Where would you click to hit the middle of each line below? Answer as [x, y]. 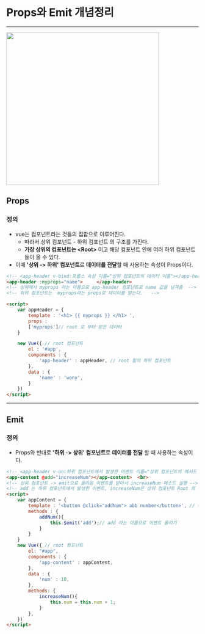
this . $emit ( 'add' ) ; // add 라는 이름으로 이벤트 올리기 [113, 523]
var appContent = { [42, 500]
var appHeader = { [41, 310]
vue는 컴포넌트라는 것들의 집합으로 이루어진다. [70, 234]
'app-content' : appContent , [76, 563]
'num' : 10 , [54, 580]
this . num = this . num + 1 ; [83, 602]
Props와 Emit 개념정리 [60, 13]
